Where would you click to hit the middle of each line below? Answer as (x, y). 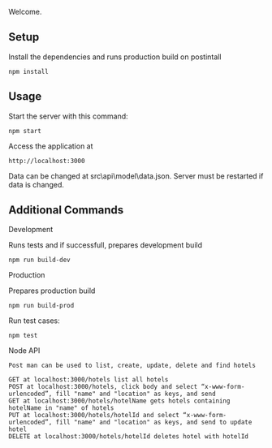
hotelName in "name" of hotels (61, 408)
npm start (25, 131)
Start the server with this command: (68, 116)
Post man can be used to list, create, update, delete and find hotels (132, 366)
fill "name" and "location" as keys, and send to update (154, 422)
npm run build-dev (39, 260)
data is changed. (37, 184)
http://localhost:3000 (47, 161)
